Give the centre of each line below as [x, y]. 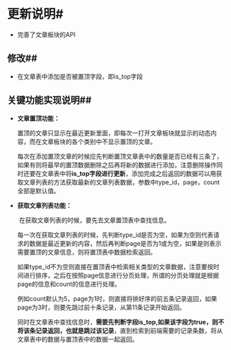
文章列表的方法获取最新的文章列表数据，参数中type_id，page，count [121, 182]
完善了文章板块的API [46, 35]
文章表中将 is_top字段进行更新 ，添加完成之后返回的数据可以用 [129, 173]
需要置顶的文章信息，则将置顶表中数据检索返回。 [87, 252]
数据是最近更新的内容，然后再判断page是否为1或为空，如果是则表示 [125, 243]
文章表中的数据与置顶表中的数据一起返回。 [78, 339]
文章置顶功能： [38, 118]
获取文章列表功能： [44, 205]
